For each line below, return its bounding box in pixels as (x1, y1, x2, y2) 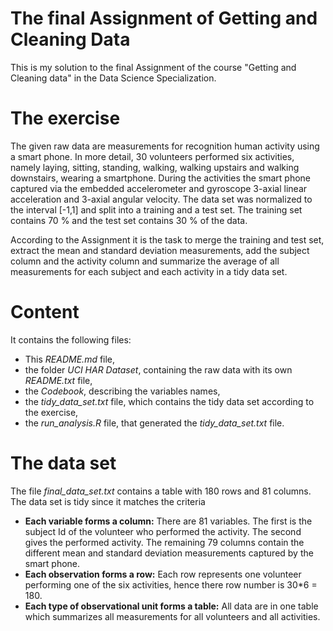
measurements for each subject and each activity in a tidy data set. (10, 265, 288, 277)
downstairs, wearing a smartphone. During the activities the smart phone (10, 172, 311, 184)
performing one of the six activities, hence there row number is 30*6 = (24, 578, 318, 591)
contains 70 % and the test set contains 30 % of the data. (10, 214, 248, 226)
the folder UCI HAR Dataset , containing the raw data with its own (24, 363, 293, 376)
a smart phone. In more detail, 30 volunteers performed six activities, (10, 150, 295, 162)
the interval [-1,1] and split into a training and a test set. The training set (10, 203, 303, 216)
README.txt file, (24, 374, 93, 386)
